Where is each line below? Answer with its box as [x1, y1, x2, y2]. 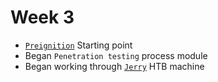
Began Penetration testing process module [24, 49, 208, 61]
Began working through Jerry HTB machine [24, 60, 205, 72]
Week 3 [10, 6, 75, 29]
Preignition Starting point [24, 39, 133, 51]
